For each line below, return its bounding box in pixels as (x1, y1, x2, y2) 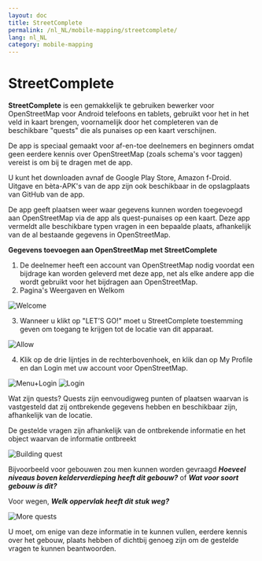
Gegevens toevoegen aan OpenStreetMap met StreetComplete (8, 245, 218, 255)
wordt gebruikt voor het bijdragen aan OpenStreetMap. (19, 277, 198, 287)
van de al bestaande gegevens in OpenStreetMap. (8, 230, 171, 240)
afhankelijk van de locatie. (8, 411, 93, 420)
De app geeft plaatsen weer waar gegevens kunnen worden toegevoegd (8, 205, 243, 215)
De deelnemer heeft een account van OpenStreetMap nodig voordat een (19, 260, 255, 270)
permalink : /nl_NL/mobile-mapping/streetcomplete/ (8, 26, 178, 34)
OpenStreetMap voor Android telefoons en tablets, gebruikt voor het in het (8, 109, 249, 119)
